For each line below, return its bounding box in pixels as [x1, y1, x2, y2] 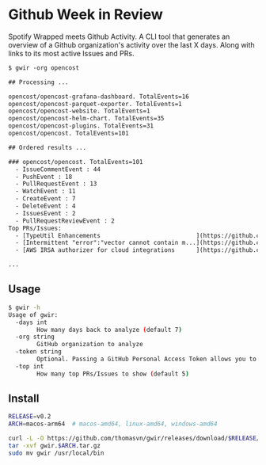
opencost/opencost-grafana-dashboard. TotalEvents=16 [8, 93, 190, 101]
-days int [15, 318, 47, 326]
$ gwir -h [8, 303, 41, 311]
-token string [15, 348, 62, 356]
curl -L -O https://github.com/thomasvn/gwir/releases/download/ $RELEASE [8, 434, 257, 443]
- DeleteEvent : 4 [15, 202, 77, 211]
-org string [15, 333, 55, 341]
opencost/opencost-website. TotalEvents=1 [8, 107, 150, 116]
